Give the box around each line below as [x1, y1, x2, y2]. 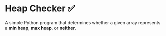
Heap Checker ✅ [5, 3, 75, 14]
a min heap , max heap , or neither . [5, 25, 76, 31]
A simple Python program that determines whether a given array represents [5, 19, 161, 25]
